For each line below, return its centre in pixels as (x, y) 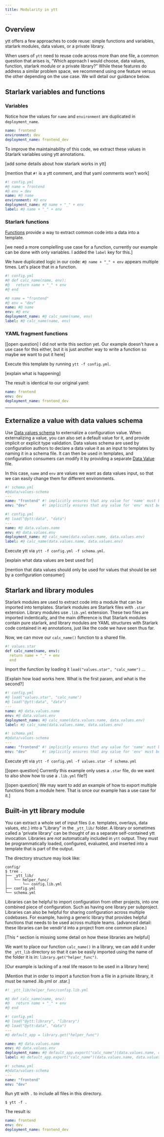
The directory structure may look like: (43, 858)
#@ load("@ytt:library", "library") (42, 1021)
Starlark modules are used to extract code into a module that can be (74, 602)
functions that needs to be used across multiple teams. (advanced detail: (78, 922)
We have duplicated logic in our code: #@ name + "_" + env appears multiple (82, 262)
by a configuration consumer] (35, 575)
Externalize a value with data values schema (74, 421)
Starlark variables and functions (55, 92)
